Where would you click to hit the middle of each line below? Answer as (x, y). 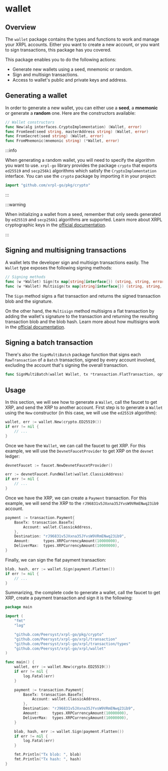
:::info (11, 150)
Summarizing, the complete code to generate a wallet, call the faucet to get (83, 593)
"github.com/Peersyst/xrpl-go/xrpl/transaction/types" (72, 644)
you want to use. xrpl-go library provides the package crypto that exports (81, 165)
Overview (21, 27)
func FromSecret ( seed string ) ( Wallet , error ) (54, 136)
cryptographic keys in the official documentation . (56, 225)
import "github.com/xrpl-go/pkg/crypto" (48, 185)
